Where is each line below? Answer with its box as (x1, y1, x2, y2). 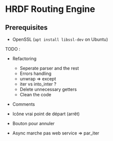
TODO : (5, 46, 21, 52)
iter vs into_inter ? (19, 81, 56, 87)
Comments (12, 101, 35, 107)
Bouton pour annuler (12, 121, 55, 126)
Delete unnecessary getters (19, 86, 77, 92)
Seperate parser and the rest (19, 66, 79, 71)
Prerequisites (5, 23, 48, 32)
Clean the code (19, 92, 51, 97)
